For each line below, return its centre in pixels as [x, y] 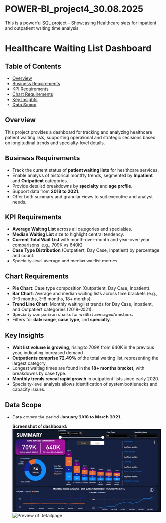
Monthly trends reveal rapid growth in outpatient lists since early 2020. [86, 379]
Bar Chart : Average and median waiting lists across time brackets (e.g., [85, 294]
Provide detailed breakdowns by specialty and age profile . [72, 186]
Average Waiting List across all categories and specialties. [72, 229]
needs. [19, 202]
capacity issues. [29, 389]
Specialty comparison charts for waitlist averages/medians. [73, 314]
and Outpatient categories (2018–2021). [52, 309]
